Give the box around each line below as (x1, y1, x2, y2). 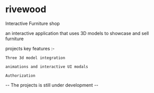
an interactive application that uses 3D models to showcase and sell (5, 30, 149, 36)
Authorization (5, 73, 36, 78)
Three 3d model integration (5, 55, 66, 60)
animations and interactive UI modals (5, 64, 88, 69)
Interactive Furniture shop (5, 20, 60, 26)
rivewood (5, 4, 47, 15)
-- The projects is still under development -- (5, 82, 99, 88)
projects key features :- (5, 45, 55, 51)
